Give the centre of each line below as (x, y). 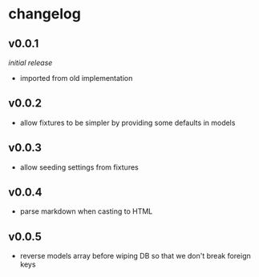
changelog (45, 14)
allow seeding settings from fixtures (79, 167)
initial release (30, 62)
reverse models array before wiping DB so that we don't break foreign (135, 256)
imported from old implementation (76, 78)
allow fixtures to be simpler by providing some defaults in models (127, 122)
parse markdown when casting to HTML (86, 211)
